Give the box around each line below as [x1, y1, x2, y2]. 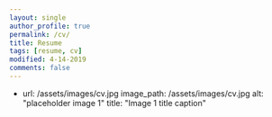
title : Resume [9, 38, 63, 48]
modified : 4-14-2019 [9, 55, 87, 64]
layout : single [9, 13, 67, 22]
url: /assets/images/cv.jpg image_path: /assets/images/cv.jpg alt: [22, 87, 264, 99]
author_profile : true [9, 22, 91, 31]
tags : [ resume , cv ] [9, 47, 83, 56]
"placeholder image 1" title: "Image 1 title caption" [22, 97, 207, 108]
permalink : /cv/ [9, 30, 70, 39]
